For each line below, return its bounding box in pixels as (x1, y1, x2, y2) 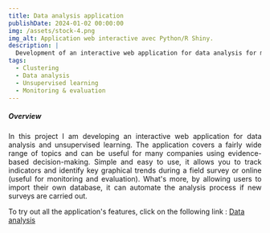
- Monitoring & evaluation (15, 86, 106, 95)
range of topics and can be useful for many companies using (8, 149, 225, 158)
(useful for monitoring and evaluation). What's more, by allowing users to (8, 174, 262, 184)
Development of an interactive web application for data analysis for (15, 49, 257, 57)
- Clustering (15, 64, 59, 72)
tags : (8, 57, 27, 65)
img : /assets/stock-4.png (8, 27, 95, 35)
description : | (8, 42, 59, 50)
